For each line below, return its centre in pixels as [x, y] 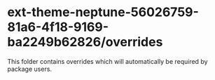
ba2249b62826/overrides [85, 42]
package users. [30, 69]
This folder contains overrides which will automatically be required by [107, 61]
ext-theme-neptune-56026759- [103, 12]
